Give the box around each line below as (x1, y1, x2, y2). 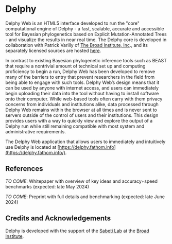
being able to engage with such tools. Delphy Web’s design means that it (5, 79, 160, 85)
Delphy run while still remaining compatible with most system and (5, 123, 145, 129)
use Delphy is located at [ (5, 144, 59, 150)
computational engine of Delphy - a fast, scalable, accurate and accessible (5, 25, 164, 31)
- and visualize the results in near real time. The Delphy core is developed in (5, 37, 167, 43)
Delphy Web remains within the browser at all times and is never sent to (5, 107, 157, 113)
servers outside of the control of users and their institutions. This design (5, 112, 159, 118)
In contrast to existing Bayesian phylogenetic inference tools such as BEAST (5, 57, 167, 63)
